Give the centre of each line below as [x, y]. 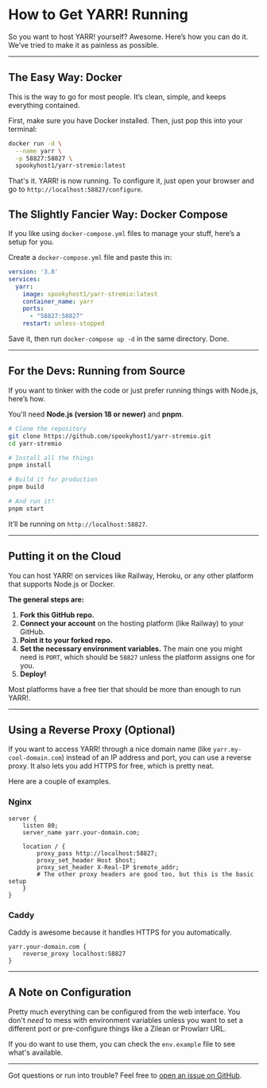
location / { [44, 846]
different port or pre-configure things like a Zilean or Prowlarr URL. [117, 1028]
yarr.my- [228, 750]
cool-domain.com [35, 758]
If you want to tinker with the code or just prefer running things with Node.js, [133, 390]
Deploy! [33, 674]
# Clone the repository [48, 428]
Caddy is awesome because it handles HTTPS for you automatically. [120, 932]
